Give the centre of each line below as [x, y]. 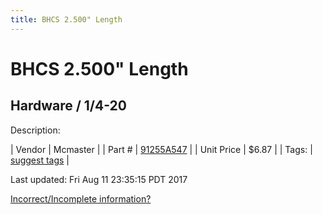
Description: [35, 130]
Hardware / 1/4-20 [68, 106]
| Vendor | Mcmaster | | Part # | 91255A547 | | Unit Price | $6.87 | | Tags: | [161, 149]
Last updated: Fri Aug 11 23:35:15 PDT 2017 [99, 179]
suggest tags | [40, 160]
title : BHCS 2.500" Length [66, 19]
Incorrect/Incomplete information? [81, 198]
